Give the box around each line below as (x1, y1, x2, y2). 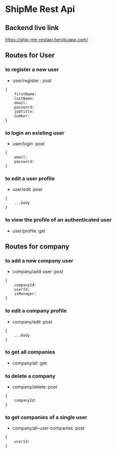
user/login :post (12, 140, 45, 146)
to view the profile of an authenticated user (5, 216, 112, 223)
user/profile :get (12, 227, 46, 233)
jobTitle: (14, 109, 35, 114)
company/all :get (12, 360, 47, 366)
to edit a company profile (5, 307, 67, 314)
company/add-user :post (12, 268, 64, 274)
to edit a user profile (5, 175, 55, 182)
